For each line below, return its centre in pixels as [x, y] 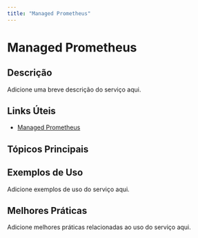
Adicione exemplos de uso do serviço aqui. [68, 189]
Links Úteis [32, 111]
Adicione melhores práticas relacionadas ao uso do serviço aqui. [99, 227]
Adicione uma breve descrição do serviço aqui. [74, 89]
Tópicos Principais [48, 149]
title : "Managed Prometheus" [49, 13]
